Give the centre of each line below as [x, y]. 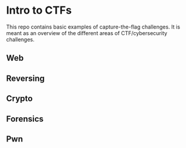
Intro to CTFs [39, 10]
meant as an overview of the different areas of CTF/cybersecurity [87, 33]
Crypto [19, 99]
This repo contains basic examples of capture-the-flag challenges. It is [93, 27]
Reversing [25, 78]
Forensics [25, 119]
